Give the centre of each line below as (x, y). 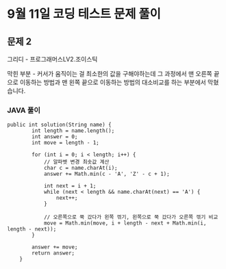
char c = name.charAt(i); (80, 168)
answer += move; (55, 247)
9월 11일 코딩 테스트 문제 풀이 (84, 14)
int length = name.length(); (73, 131)
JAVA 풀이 (24, 110)
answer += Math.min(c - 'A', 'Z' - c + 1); (106, 174)
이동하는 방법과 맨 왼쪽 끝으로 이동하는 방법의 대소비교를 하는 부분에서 (113, 82)
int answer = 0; (55, 137)
